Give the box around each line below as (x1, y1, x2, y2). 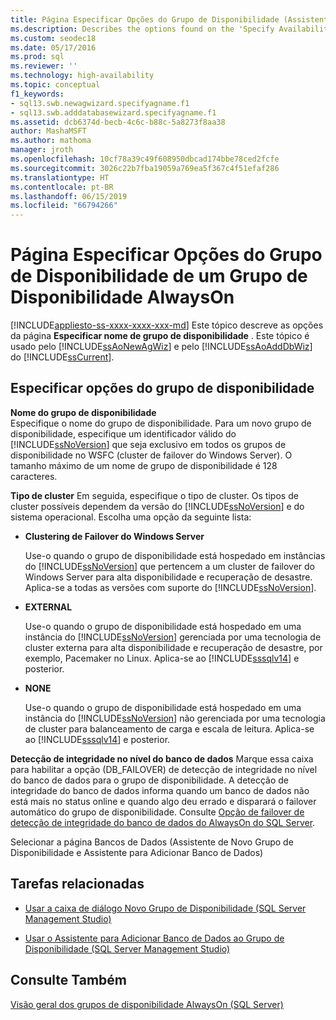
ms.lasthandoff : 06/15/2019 (10, 191, 128, 201)
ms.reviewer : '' (10, 61, 78, 71)
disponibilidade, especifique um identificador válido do (10, 427, 237, 440)
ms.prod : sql (10, 52, 65, 62)
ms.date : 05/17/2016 (10, 42, 97, 53)
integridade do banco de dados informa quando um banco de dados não (10, 784, 310, 796)
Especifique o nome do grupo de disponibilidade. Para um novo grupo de (10, 417, 312, 429)
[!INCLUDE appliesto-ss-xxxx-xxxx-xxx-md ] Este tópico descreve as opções (10, 319, 324, 331)
